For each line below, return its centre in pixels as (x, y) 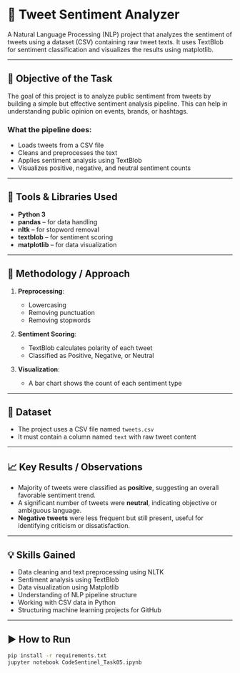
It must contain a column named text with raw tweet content (107, 437)
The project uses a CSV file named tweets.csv (86, 429)
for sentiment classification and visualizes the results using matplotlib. (111, 49)
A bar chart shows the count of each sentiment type (105, 383)
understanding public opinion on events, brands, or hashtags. (98, 111)
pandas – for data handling (57, 221)
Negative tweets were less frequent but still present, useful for (110, 518)
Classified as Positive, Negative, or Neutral (91, 355)
